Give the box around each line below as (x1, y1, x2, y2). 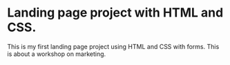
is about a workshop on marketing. (7, 50, 106, 58)
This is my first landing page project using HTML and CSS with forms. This (7, 42, 220, 50)
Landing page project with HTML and (7, 5, 224, 21)
